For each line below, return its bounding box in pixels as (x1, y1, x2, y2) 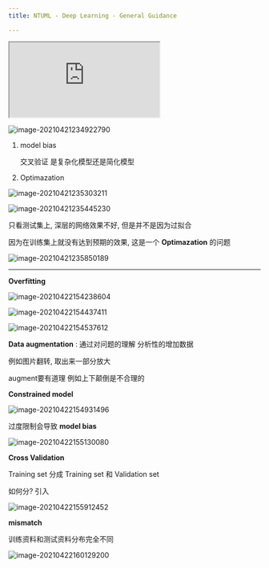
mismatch (8, 518, 42, 527)
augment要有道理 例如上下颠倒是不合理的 (8, 373, 145, 382)
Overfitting (8, 276, 46, 286)
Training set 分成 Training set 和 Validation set (8, 469, 160, 478)
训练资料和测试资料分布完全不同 (8, 534, 114, 544)
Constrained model (8, 389, 74, 398)
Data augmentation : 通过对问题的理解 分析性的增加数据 (8, 339, 194, 349)
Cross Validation (8, 453, 65, 462)
